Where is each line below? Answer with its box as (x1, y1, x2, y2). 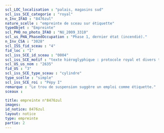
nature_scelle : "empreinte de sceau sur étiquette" (5, 21, 115, 26)
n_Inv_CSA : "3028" (5, 39, 45, 44)
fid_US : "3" (5, 66, 32, 71)
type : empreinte (5, 116, 38, 121)
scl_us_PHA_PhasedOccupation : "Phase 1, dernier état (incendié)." (5, 35, 147, 40)
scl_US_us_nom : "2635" (5, 62, 54, 66)
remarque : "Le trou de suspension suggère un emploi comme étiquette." (5, 84, 156, 89)
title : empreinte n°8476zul (5, 98, 62, 103)
